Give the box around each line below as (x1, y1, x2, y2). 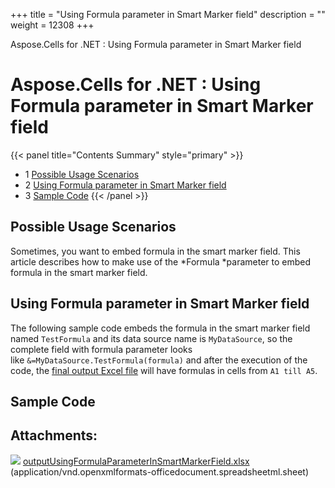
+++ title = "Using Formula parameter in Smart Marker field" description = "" (10, 9, 326, 20)
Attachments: (10, 427, 98, 444)
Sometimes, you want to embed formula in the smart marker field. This (10, 245, 301, 257)
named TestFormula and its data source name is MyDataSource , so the (10, 332, 293, 344)
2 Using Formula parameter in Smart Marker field (24, 179, 227, 191)
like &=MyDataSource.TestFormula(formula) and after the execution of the (10, 354, 308, 366)
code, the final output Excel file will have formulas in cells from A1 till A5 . (10, 364, 318, 376)
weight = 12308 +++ (10, 19, 95, 31)
